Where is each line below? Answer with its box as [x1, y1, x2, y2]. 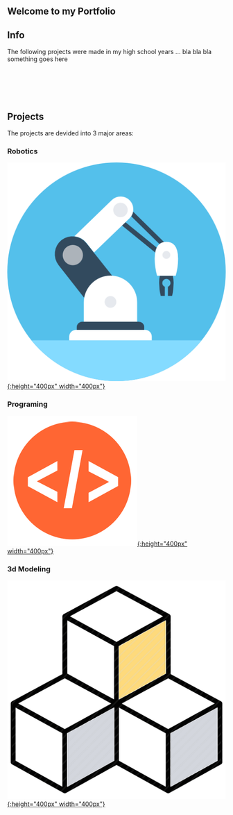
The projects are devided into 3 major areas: [7, 129, 134, 137]
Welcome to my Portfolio [7, 6, 116, 17]
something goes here [7, 55, 68, 63]
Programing [7, 399, 49, 409]
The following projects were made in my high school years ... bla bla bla [7, 48, 212, 56]
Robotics [7, 146, 38, 156]
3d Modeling [7, 564, 51, 573]
